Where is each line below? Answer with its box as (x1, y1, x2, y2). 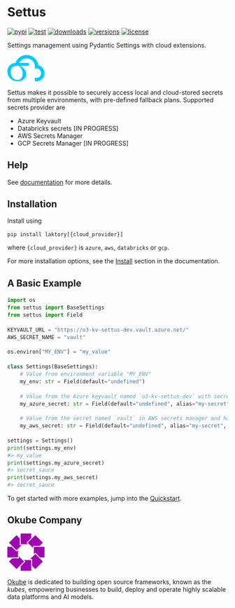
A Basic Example (7, 277, 82, 289)
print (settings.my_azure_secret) (7, 460, 105, 467)
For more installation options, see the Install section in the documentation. (7, 257, 220, 265)
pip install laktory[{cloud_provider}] (7, 231, 124, 238)
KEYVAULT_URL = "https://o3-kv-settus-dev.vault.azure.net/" (7, 326, 190, 333)
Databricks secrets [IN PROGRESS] (17, 124, 119, 132)
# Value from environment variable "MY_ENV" (20, 371, 152, 378)
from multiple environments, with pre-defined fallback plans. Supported (7, 95, 214, 104)
